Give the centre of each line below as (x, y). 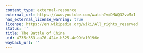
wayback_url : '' (22, 43)
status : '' (17, 29)
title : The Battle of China (35, 33)
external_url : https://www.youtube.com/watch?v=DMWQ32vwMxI (71, 15)
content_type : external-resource (41, 10)
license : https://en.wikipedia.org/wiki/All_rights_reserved (72, 24)
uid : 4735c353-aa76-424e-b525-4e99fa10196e (52, 38)
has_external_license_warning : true (44, 19)
